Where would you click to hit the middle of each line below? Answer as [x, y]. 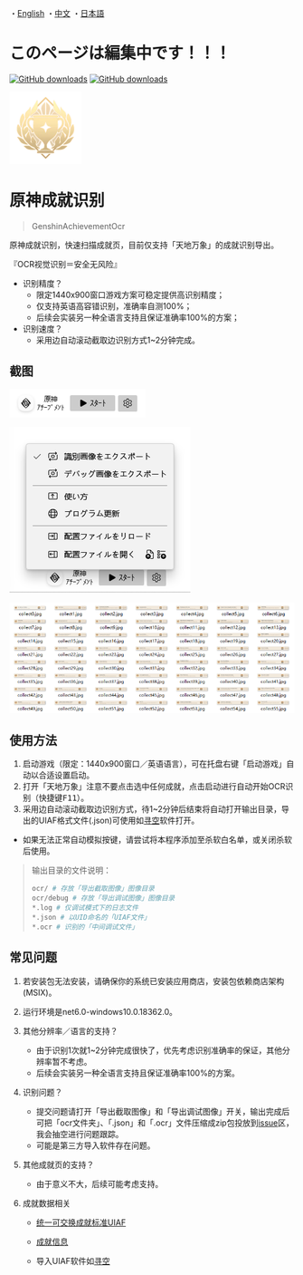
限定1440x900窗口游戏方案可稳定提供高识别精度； [130, 295]
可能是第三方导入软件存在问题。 [95, 1145]
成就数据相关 [46, 1203]
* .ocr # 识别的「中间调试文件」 [85, 927]
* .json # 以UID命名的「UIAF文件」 [91, 918]
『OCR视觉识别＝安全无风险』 [66, 264]
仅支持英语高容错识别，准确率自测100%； [114, 305]
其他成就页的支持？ [58, 1164]
